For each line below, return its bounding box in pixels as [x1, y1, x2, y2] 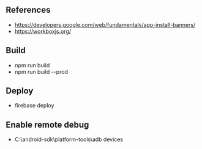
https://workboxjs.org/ [14, 27, 72, 35]
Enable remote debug [6, 119, 89, 130]
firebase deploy [14, 102, 54, 109]
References [6, 5, 51, 15]
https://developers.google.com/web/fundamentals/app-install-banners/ [14, 21, 196, 28]
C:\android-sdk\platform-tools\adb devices [14, 136, 124, 143]
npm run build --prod [14, 68, 69, 75]
